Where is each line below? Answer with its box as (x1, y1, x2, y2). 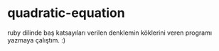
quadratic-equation (7, 5, 126, 21)
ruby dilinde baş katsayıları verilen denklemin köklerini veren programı (7, 28, 212, 37)
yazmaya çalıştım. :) (7, 35, 66, 44)
